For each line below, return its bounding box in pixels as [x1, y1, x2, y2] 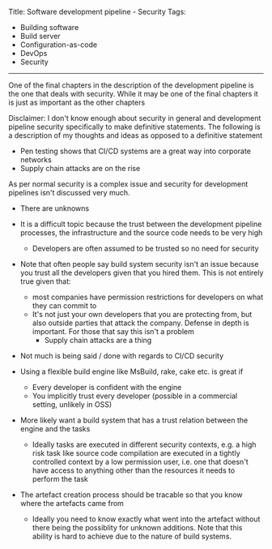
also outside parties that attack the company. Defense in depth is [32, 318, 249, 328]
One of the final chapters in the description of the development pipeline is [8, 80, 255, 90]
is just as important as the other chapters [8, 97, 146, 107]
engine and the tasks [19, 424, 91, 433]
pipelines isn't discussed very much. [8, 188, 130, 197]
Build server [19, 32, 61, 41]
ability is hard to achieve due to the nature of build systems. [32, 531, 232, 541]
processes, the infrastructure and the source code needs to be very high [19, 228, 263, 238]
